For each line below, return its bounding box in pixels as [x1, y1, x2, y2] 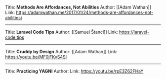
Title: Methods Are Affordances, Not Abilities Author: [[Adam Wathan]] [5, 4, 152, 10]
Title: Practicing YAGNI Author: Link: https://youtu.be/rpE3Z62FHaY [5, 68, 144, 74]
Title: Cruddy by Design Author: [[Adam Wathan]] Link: [5, 49, 118, 54]
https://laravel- [119, 29, 150, 35]
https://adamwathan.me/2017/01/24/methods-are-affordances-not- [16, 9, 154, 15]
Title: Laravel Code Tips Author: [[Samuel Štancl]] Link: [5, 29, 118, 35]
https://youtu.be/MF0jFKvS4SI [5, 54, 67, 60]
